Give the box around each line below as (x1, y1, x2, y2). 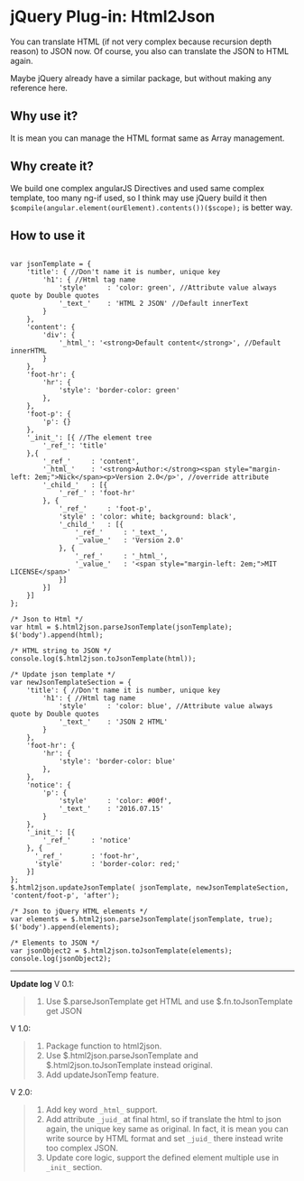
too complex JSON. (45, 1143, 119, 1154)
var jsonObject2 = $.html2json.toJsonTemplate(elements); (10, 946, 233, 955)
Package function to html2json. (45, 1040, 162, 1052)
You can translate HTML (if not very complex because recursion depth (10, 36, 272, 47)
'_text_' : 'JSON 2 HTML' (58, 717, 169, 727)
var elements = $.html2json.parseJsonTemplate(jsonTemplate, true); (10, 915, 273, 924)
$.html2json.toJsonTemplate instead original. (45, 1060, 213, 1071)
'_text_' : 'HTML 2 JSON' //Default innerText (58, 300, 249, 309)
